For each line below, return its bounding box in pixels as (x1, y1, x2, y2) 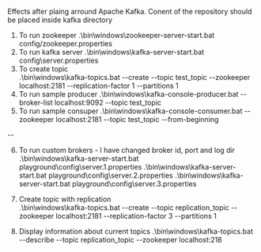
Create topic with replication (18, 194, 112, 204)
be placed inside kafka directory (7, 15, 112, 25)
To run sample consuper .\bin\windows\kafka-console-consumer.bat (18, 106, 243, 116)
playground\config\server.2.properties (47, 170, 173, 180)
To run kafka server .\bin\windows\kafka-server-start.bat (18, 48, 205, 56)
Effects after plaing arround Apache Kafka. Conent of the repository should (7, 7, 252, 16)
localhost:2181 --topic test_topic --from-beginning (55, 115, 219, 124)
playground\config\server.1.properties (18, 162, 142, 171)
